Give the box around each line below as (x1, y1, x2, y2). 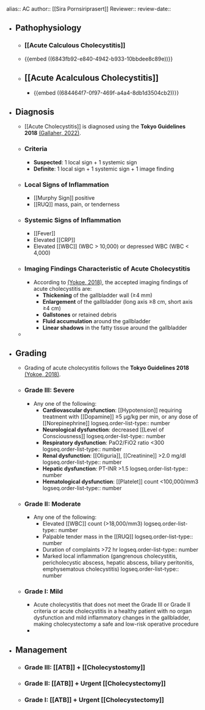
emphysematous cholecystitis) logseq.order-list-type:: (42, 565, 179, 573)
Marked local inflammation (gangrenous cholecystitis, (42, 552, 178, 560)
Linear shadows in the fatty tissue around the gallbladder (42, 324, 187, 331)
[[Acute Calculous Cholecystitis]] (24, 41, 126, 49)
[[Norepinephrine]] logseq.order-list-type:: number (42, 419, 171, 426)
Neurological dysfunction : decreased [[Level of (42, 426, 164, 433)
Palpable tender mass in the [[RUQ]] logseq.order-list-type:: (42, 533, 193, 540)
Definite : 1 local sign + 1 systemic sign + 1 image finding (33, 165, 174, 172)
